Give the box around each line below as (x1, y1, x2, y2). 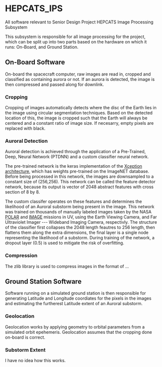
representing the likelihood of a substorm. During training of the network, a (5, 235, 155, 241)
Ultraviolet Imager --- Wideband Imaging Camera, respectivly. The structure (5, 219, 157, 225)
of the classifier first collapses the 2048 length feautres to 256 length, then (5, 225, 155, 231)
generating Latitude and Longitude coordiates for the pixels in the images (5, 295, 152, 301)
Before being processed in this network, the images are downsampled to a (5, 174, 154, 179)
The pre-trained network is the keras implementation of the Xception (5, 163, 142, 169)
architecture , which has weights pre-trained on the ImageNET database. (5, 169, 149, 174)
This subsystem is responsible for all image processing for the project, (5, 34, 146, 39)
